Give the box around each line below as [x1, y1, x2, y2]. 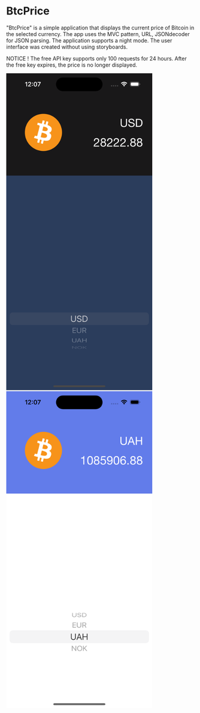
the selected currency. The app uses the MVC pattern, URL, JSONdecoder [6, 30, 190, 37]
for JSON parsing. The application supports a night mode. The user [6, 37, 172, 44]
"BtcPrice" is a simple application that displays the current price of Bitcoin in [6, 24, 195, 31]
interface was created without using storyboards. [6, 43, 128, 50]
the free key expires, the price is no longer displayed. [6, 61, 138, 68]
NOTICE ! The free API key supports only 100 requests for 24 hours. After [6, 55, 187, 62]
